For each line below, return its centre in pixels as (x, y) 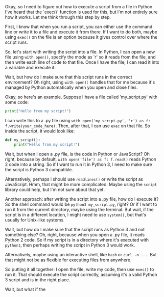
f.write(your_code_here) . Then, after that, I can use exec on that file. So (78, 126)
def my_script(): (23, 140)
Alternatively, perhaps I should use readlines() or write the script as (74, 179)
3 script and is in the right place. (37, 280)
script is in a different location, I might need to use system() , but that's (76, 215)
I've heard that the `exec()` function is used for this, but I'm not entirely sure (82, 12)
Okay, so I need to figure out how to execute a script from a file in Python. (80, 7)
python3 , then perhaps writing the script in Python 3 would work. (70, 245)
